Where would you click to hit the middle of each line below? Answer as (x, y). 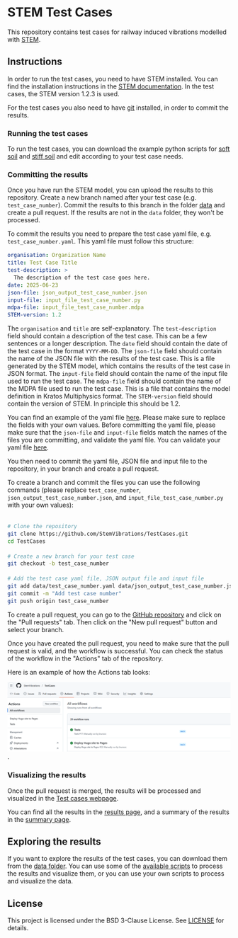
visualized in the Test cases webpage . (63, 798)
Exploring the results (54, 841)
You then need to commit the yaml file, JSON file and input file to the (107, 462)
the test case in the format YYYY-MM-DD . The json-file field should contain (114, 351)
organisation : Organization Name (57, 256)
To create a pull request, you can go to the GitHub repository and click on (114, 614)
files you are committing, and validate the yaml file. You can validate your (114, 440)
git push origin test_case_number (58, 601)
